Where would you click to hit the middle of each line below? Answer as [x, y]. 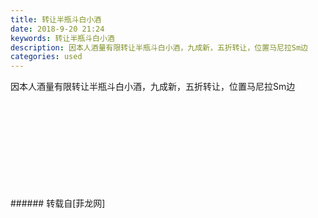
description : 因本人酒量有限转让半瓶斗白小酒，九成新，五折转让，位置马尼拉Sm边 [159, 47]
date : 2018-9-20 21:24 [57, 29]
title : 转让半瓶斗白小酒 [56, 19]
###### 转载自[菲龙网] [58, 203]
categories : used [46, 57]
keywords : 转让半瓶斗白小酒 [62, 38]
